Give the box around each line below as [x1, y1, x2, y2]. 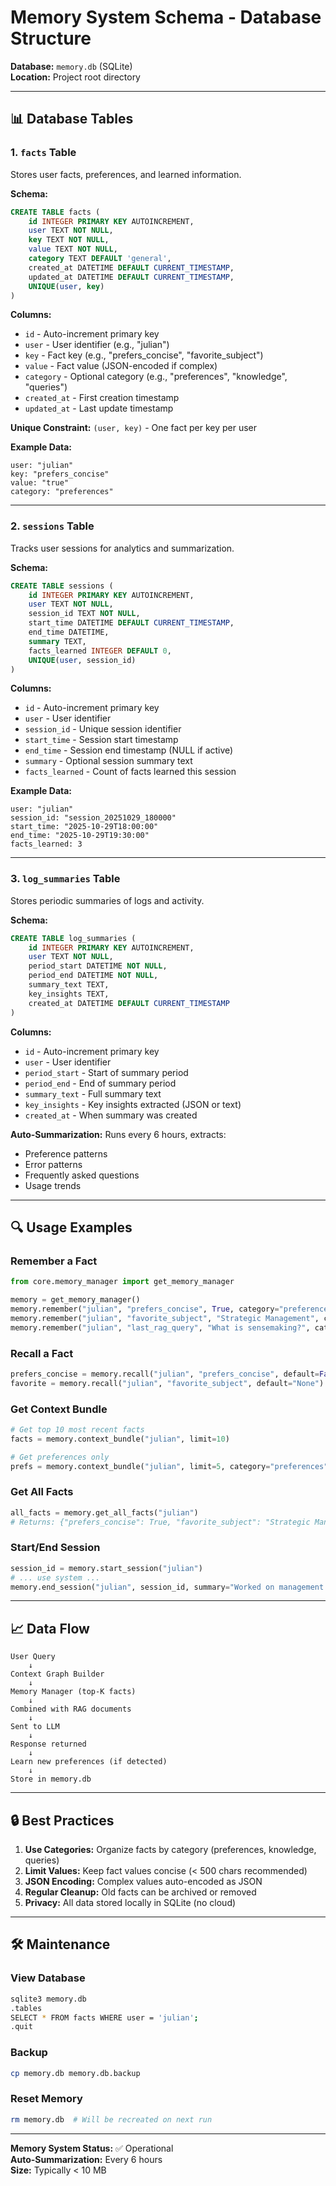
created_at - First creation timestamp [24, 392, 180, 404]
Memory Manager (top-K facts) [10, 1687, 137, 1697]
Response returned [10, 1739, 87, 1750]
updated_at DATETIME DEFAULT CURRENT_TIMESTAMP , [28, 272, 235, 282]
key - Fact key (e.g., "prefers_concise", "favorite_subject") [24, 349, 264, 361]
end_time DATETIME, [28, 627, 110, 638]
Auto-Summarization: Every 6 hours [10, 2153, 163, 2165]
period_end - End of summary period [24, 1077, 177, 1089]
